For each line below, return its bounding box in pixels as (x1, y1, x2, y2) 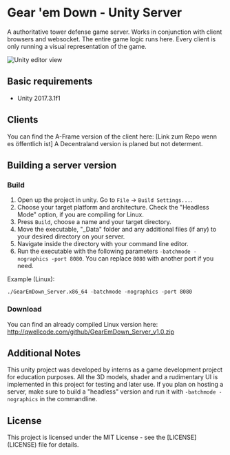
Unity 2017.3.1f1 (17, 94, 61, 102)
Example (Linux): (7, 275, 55, 283)
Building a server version (7, 159, 117, 171)
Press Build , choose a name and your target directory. (17, 218, 171, 226)
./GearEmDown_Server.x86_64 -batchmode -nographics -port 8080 (7, 288, 193, 296)
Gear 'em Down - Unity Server (7, 5, 182, 21)
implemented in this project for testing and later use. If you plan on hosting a (7, 381, 224, 389)
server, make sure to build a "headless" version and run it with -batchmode (7, 387, 216, 396)
